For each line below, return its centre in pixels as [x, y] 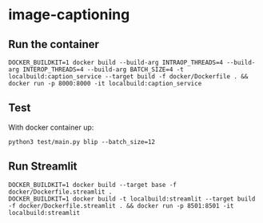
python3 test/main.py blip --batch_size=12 [82, 141]
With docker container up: [51, 127]
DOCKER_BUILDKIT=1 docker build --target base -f [93, 185]
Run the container [54, 44]
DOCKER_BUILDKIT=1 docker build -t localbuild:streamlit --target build [132, 199]
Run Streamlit [43, 167]
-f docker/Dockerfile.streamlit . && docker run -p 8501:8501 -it [121, 205]
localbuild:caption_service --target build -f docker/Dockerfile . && [128, 77]
